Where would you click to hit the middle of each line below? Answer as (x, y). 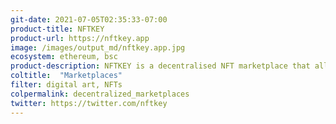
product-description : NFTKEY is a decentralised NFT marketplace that (160, 66)
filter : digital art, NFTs (66, 85)
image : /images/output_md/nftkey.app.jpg (98, 47)
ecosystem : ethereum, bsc (64, 57)
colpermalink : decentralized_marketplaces (100, 94)
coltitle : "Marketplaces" (66, 76)
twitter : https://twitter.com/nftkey (89, 103)
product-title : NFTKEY (57, 29)
